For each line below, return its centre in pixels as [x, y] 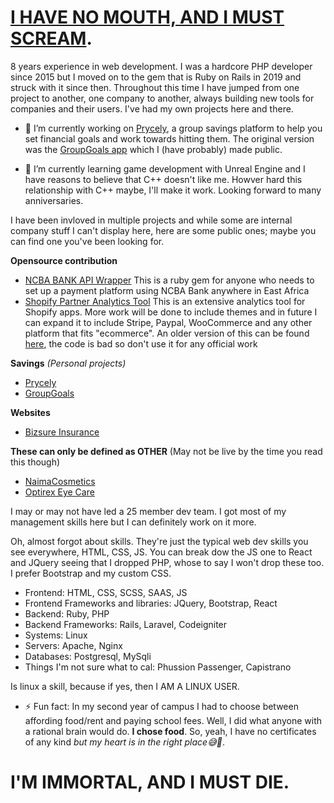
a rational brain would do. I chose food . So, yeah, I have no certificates [170, 731]
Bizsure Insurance [62, 432]
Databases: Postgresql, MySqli [88, 656]
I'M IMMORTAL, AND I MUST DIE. [150, 782]
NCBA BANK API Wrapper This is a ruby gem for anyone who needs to [169, 280]
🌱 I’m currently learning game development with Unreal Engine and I [165, 168]
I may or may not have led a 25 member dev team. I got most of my [148, 511]
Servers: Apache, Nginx [73, 645]
